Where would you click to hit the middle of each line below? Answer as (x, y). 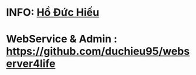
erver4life (31, 64)
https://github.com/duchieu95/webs (98, 51)
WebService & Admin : (62, 39)
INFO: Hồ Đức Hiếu (53, 12)
